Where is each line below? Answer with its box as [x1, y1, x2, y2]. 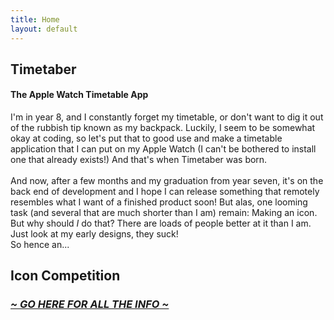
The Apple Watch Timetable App [10, 89, 149, 101]
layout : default [10, 24, 78, 34]
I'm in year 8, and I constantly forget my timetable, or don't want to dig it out [10, 111, 324, 123]
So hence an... [10, 239, 70, 251]
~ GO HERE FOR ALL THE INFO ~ [10, 297, 170, 311]
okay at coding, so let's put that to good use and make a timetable [10, 132, 283, 145]
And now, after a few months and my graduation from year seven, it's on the [10, 175, 324, 187]
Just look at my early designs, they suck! [10, 228, 179, 240]
